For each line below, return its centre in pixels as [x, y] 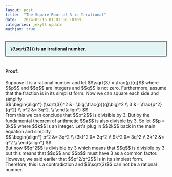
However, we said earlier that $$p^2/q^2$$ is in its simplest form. [74, 159]
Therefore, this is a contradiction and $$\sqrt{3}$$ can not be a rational [81, 164]
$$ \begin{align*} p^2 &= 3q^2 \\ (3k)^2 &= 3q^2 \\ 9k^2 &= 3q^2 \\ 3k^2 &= [85, 137]
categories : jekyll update [34, 24]
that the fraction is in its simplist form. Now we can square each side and [82, 93]
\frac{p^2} [151, 104]
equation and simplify [28, 132]
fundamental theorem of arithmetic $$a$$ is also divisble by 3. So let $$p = [85, 121]
